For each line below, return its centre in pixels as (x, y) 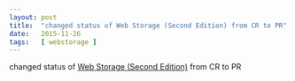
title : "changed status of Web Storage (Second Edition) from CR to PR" (148, 26)
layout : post (33, 17)
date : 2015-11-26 (45, 33)
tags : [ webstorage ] (53, 42)
